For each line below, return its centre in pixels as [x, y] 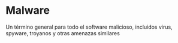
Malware [28, 10]
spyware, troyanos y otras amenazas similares [63, 33]
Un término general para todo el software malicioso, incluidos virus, [89, 27]
